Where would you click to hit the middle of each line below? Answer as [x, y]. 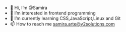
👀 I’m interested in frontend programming [53, 13]
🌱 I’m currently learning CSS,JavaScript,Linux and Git [65, 18]
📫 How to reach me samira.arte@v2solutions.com [62, 24]
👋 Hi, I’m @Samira [29, 8]
